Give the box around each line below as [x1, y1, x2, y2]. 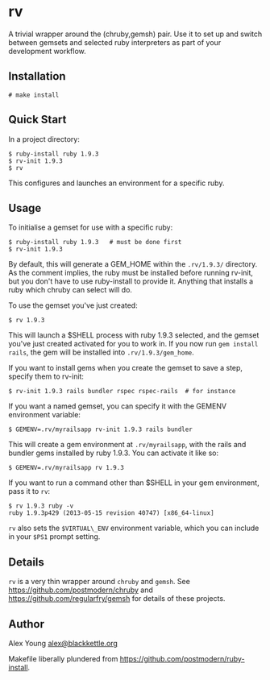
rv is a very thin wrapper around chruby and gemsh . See [8, 577, 191, 587]
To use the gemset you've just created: [8, 301, 139, 310]
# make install [8, 91, 60, 99]
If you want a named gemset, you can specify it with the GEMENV [8, 401, 227, 411]
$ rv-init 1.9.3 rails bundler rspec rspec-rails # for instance [8, 388, 236, 396]
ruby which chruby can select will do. [8, 285, 133, 295]
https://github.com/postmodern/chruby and [8, 585, 153, 595]
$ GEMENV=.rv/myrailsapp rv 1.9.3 [8, 464, 125, 472]
